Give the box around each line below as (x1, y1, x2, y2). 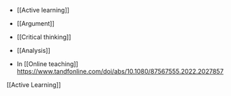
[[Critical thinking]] (16, 33, 71, 41)
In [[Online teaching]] (16, 60, 78, 68)
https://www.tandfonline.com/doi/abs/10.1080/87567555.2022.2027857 (16, 67, 224, 75)
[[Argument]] (16, 19, 55, 27)
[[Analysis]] (16, 47, 50, 54)
